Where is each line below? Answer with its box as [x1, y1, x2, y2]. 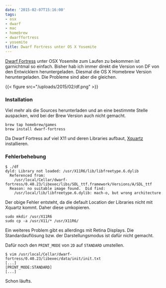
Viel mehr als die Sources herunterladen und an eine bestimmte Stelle [5, 107, 148, 113]
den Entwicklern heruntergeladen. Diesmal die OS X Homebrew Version [5, 68, 152, 75]
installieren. [5, 141, 29, 146]
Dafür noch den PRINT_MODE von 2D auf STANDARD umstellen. [5, 242, 124, 248]
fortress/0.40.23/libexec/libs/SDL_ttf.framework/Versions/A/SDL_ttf [5, 182, 153, 187]
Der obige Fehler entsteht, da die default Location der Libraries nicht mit [5, 199, 153, 205]
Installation [5, 96, 33, 103]
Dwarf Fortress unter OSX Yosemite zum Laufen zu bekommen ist [5, 58, 140, 64]
